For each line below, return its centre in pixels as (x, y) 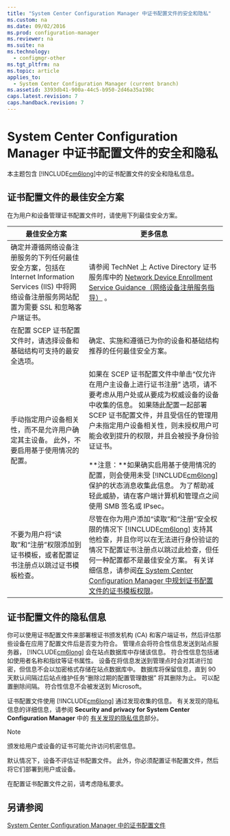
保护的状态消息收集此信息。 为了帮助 (148, 486)
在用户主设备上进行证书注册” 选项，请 (150, 384)
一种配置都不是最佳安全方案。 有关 (151, 560)
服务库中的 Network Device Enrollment (151, 277)
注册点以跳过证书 (45, 565)
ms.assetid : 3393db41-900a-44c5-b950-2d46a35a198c (81, 90)
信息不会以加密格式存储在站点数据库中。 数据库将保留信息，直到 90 (120, 669)
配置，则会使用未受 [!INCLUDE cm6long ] (153, 475)
